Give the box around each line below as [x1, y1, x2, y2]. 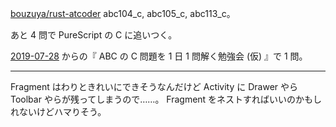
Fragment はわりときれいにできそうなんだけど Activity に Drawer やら [10, 81, 299, 92]
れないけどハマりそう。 [10, 106, 107, 117]
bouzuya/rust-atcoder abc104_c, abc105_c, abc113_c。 [10, 8, 236, 19]
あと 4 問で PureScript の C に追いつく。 [10, 29, 178, 41]
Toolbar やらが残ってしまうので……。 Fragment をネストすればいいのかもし [10, 93, 323, 105]
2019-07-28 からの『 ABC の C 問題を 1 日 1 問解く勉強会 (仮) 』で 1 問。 [10, 50, 308, 62]
